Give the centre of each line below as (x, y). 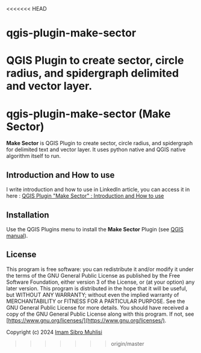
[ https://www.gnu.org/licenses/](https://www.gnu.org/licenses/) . (86, 320)
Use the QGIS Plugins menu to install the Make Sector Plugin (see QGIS (95, 229)
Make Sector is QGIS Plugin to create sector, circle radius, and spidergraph (100, 143)
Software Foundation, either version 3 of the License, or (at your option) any (100, 282)
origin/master (128, 343)
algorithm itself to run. (34, 156)
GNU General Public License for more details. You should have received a (97, 307)
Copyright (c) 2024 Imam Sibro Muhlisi (54, 332)
